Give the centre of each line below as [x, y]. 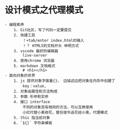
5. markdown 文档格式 [35, 66]
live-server [35, 55]
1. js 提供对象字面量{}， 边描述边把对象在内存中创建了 [64, 81]
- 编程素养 [14, 25]
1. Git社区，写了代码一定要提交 [43, 30]
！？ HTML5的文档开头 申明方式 [51, 46]
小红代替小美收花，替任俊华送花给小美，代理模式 [65, 112]
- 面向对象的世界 [20, 75]
